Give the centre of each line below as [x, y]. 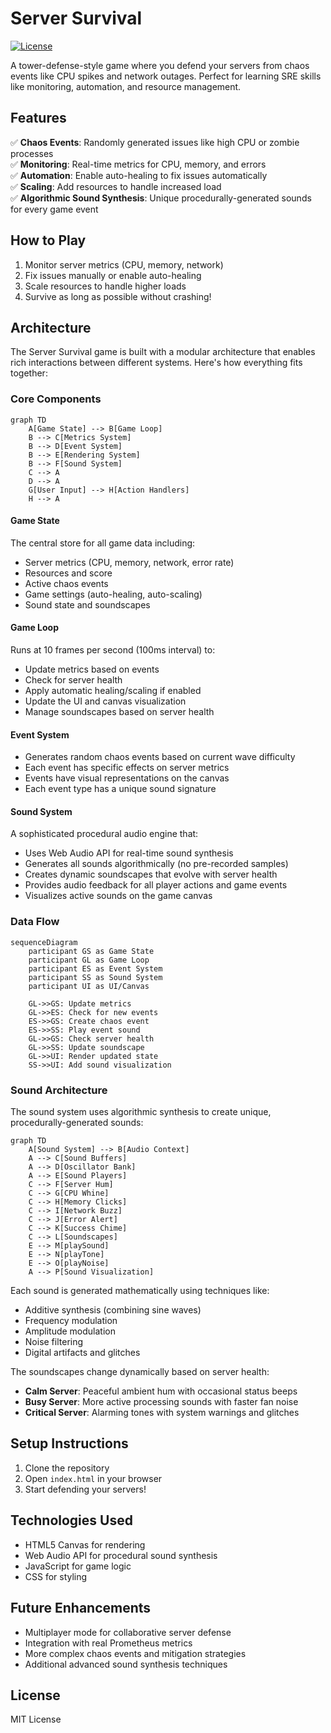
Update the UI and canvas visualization [105, 701]
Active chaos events [66, 583]
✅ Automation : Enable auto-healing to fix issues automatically [139, 175]
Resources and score [68, 573]
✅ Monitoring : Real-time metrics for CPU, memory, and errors [138, 164]
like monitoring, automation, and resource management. [126, 86]
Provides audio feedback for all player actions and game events [156, 885]
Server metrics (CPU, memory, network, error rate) [129, 562]
